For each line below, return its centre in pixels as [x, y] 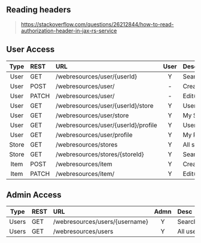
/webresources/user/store [92, 115]
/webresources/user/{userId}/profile [106, 125]
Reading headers [39, 10]
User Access [31, 49]
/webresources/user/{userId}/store [105, 105]
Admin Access [34, 195]
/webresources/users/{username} [100, 222]
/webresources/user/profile [94, 135]
